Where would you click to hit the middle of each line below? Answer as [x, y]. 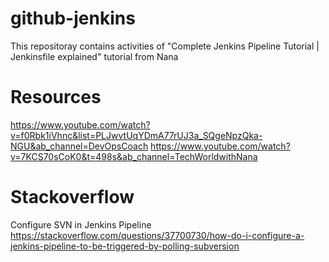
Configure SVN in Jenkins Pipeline [81, 224]
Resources [56, 97]
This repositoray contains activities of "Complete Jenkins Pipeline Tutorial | [165, 46]
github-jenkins [73, 18]
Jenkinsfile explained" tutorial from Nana [94, 56]
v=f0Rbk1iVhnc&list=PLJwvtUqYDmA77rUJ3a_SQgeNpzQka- [136, 135]
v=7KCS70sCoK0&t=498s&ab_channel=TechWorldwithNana [134, 156]
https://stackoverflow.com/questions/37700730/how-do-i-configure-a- [157, 235]
